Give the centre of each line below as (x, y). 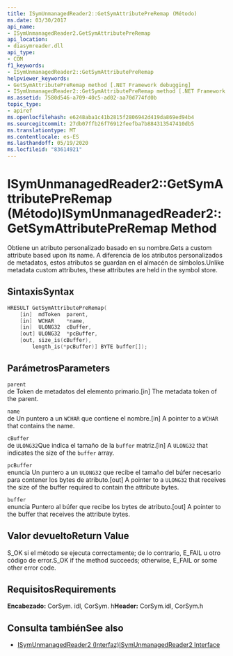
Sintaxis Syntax (41, 292)
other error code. (32, 568)
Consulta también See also (65, 628)
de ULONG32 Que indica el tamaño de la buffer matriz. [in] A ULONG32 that (107, 445)
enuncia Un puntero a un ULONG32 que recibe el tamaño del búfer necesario (114, 472)
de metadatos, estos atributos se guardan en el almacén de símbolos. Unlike (116, 263)
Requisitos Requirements (62, 589)
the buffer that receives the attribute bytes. (69, 514)
